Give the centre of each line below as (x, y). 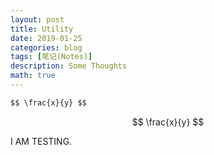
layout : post (37, 19)
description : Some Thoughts (69, 66)
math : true (33, 76)
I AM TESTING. (41, 141)
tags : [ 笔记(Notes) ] (51, 57)
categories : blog (46, 47)
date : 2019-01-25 (46, 38)
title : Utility (42, 29)
